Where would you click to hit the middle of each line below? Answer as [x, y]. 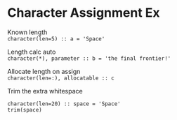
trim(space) [25, 110]
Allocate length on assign [44, 71]
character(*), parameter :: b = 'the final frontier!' [89, 58]
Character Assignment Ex [84, 13]
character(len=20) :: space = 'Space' [64, 104]
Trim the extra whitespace [45, 91]
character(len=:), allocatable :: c [61, 78]
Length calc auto [32, 52]
